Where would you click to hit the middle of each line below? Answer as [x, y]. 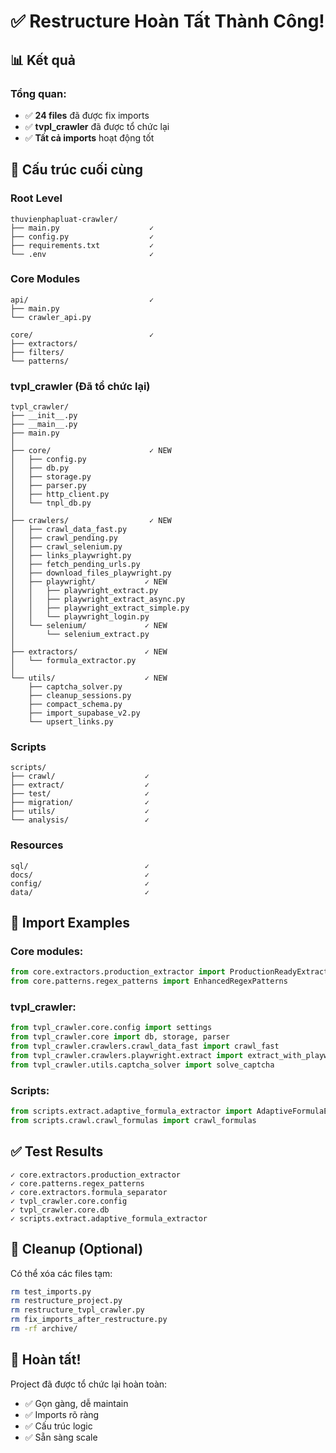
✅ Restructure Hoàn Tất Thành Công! [167, 21]
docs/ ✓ [80, 875]
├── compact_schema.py [75, 705]
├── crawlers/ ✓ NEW [91, 521]
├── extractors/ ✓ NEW [89, 652]
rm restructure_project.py [66, 1301]
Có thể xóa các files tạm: [61, 1273]
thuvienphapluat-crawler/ [64, 219]
